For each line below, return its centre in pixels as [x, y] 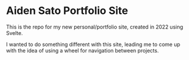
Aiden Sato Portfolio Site [67, 11]
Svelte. [14, 33]
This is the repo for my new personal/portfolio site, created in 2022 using [95, 27]
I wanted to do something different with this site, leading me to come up [93, 44]
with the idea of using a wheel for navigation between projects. [82, 50]
